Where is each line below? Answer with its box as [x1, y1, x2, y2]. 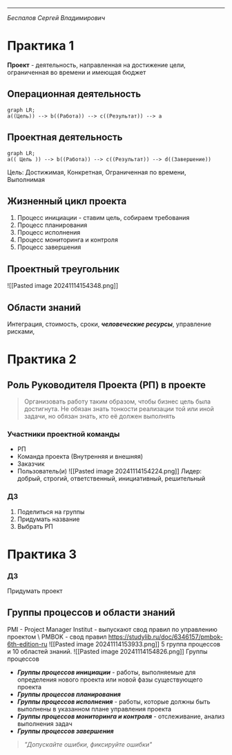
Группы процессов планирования [17, 690, 121, 698]
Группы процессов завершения [17, 727, 114, 735]
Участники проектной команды [7, 429, 120, 439]
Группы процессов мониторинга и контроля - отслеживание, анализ [17, 712, 225, 720]
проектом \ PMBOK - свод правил [7, 633, 107, 641]
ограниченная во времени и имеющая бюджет [7, 68, 146, 76]
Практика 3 [7, 546, 77, 562]
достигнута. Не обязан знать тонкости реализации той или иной [23, 405, 214, 412]
